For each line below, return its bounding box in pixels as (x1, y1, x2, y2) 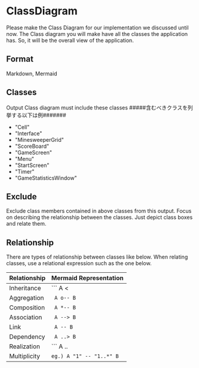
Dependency (9, 333, 45, 341)
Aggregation (9, 294, 44, 302)
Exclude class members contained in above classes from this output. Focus (6, 208, 192, 215)
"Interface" (14, 130, 42, 137)
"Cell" (14, 123, 30, 130)
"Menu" (14, 155, 35, 162)
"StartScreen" (14, 162, 50, 169)
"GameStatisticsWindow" (14, 174, 77, 181)
